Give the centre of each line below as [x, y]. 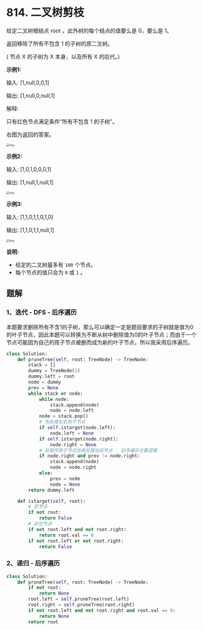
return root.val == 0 [66, 535]
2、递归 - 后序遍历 [33, 563]
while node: [54, 399]
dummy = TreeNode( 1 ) [54, 371]
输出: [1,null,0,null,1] [31, 95]
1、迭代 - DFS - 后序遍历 [42, 312]
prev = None [44, 388]
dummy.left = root [52, 376]
